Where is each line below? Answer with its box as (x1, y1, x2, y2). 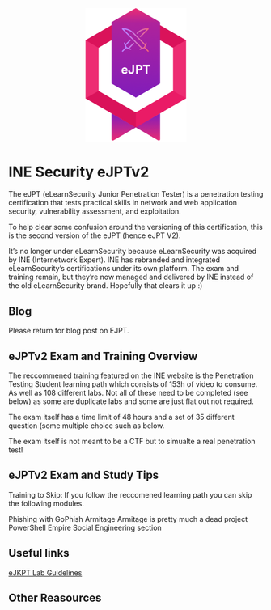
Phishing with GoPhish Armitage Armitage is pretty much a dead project (8, 514, 248, 523)
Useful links (8, 546, 70, 560)
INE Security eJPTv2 (8, 163, 150, 181)
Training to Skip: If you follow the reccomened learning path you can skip (8, 489, 252, 499)
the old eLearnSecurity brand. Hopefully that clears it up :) (8, 281, 203, 290)
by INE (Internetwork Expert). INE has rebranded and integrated (8, 255, 221, 265)
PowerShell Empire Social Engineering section (8, 523, 162, 532)
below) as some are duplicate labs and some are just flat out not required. (8, 396, 254, 406)
